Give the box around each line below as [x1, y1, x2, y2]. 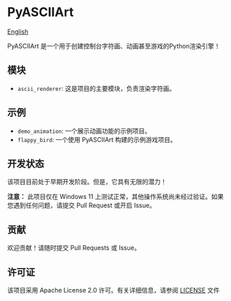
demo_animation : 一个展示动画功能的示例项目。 [17, 127, 152, 135]
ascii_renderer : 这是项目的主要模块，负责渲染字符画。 [17, 84, 176, 92]
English [7, 27, 29, 36]
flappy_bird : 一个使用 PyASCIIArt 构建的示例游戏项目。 [17, 135, 177, 143]
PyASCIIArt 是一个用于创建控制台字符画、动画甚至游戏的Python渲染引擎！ [7, 41, 220, 50]
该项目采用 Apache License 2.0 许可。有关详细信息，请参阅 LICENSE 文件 [7, 286, 220, 294]
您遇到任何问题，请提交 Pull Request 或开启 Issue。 [7, 201, 156, 210]
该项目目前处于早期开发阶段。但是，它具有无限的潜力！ [7, 178, 167, 186]
